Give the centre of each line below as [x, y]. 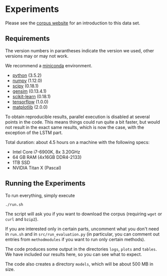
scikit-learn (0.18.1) [31, 96]
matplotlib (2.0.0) [30, 107]
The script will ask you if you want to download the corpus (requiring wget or [84, 214]
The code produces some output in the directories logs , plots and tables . [81, 249]
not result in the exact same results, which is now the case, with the [75, 127]
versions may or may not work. [37, 56]
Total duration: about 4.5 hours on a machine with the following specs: [78, 142]
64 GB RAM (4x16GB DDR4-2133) [47, 157]
